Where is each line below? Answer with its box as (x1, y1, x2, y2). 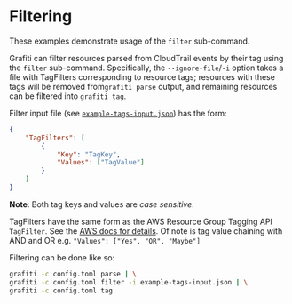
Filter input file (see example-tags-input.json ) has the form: (9, 108, 227, 118)
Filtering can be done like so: (9, 252, 115, 263)
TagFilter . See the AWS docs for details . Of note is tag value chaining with (9, 225, 283, 236)
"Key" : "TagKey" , (56, 149, 122, 159)
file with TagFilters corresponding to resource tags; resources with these (9, 71, 275, 82)
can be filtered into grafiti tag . (9, 91, 127, 101)
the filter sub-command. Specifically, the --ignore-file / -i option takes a (9, 62, 284, 73)
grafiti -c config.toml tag (9, 286, 114, 295)
